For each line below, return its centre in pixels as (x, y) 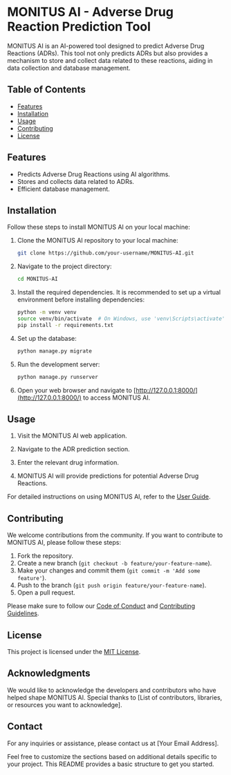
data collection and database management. (69, 68)
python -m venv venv (47, 312)
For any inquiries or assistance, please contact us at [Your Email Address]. (113, 743)
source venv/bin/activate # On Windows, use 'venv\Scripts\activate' (121, 319)
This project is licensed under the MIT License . (74, 651)
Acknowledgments (49, 674)
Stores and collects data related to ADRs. (76, 181)
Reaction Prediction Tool (79, 27)
